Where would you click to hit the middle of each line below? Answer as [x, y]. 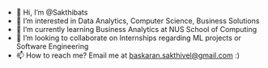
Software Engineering [52, 46]
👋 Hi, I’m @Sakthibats [52, 12]
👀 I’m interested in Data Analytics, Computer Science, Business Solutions [138, 21]
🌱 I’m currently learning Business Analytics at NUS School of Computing [136, 29]
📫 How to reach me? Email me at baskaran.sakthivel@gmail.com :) [128, 55]
